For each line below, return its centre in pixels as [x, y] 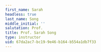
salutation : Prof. [24, 28]
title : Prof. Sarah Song [31, 33]
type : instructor [23, 38]
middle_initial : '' [25, 24]
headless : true [21, 14]
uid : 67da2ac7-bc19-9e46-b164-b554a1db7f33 [51, 42]
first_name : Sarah [24, 10]
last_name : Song [22, 19]
